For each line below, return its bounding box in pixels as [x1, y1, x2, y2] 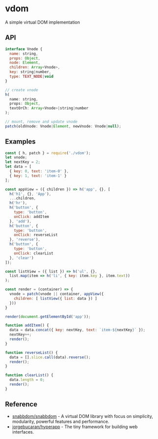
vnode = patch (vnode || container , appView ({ [9, 291, 104, 297]
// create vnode [5, 87, 38, 93]
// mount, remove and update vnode [5, 119, 78, 124]
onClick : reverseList [14, 232, 58, 238]
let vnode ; [5, 155, 27, 160]
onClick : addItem [14, 214, 49, 219]
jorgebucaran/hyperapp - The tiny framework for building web [12, 424, 138, 430]
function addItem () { [5, 323, 49, 328]
